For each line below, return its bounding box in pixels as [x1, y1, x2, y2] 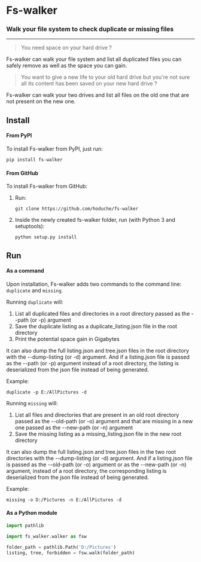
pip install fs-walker [6, 157, 63, 163]
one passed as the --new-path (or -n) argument [14, 424, 133, 431]
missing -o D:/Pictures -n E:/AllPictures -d [6, 497, 121, 503]
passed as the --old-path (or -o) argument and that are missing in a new [14, 417, 193, 424]
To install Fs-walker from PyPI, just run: [6, 145, 103, 152]
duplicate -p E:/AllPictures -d [6, 389, 87, 395]
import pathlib [6, 523, 44, 529]
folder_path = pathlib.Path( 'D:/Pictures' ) [6, 544, 117, 550]
